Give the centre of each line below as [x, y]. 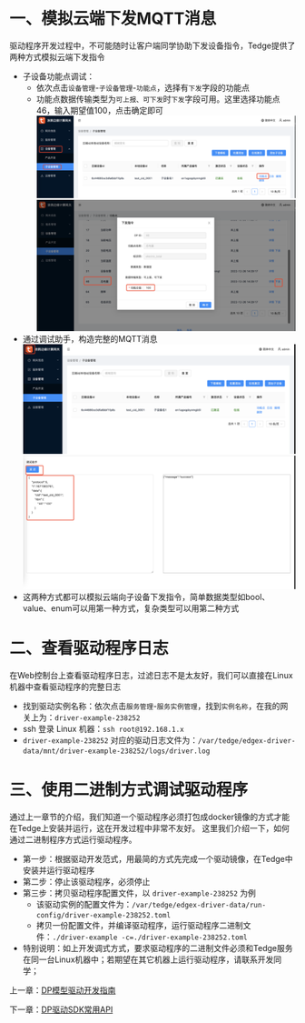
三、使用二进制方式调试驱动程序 [129, 790]
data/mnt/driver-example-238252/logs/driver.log [116, 751]
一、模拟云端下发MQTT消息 [113, 19]
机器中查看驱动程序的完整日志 [65, 687]
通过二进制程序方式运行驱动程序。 [73, 840]
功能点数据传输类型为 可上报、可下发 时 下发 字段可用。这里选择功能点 [158, 99]
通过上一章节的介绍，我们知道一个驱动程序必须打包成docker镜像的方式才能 [150, 817]
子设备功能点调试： [59, 76]
